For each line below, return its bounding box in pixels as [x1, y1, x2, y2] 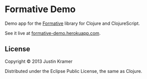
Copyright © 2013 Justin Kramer [5, 58, 73, 64]
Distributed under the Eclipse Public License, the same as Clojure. [5, 68, 142, 74]
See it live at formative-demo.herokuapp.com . [5, 30, 101, 36]
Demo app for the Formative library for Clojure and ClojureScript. [5, 20, 140, 26]
